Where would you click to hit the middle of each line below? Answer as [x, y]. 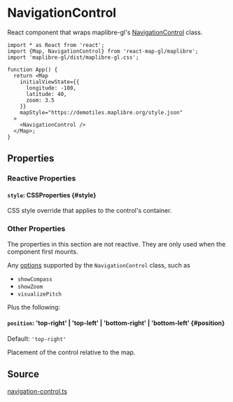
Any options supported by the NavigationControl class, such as [99, 265]
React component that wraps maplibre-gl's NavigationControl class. [105, 32]
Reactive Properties [42, 179]
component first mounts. [43, 251]
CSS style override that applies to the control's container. [90, 211]
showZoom [30, 286]
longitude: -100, [51, 88]
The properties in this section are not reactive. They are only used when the [116, 244]
